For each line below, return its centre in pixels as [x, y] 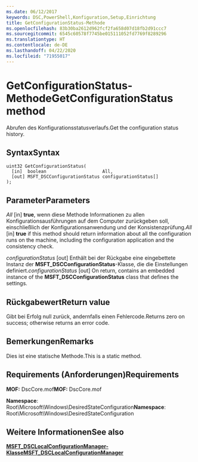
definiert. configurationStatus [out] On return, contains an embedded [90, 271]
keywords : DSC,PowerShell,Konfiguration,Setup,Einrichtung [81, 17]
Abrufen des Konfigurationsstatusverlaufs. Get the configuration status [92, 127]
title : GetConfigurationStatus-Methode [56, 23]
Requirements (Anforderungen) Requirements [92, 375]
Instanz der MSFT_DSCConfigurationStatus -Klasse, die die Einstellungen [97, 264]
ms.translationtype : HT [36, 39]
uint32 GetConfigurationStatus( [46, 167]
